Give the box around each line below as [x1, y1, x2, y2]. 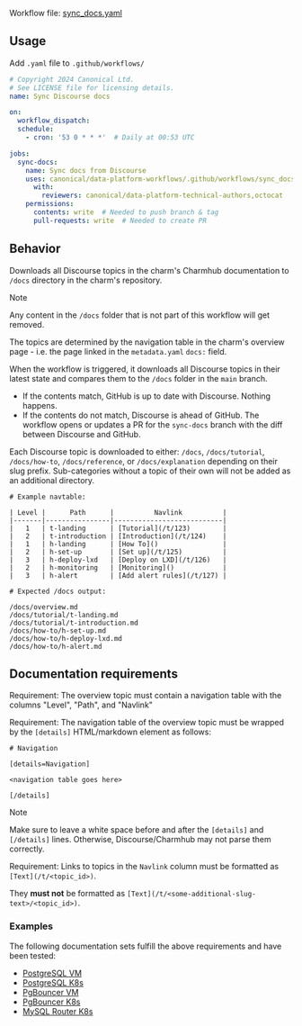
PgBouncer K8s [22, 996, 81, 1007]
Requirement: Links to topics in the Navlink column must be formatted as [9, 861, 280, 872]
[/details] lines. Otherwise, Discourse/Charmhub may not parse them [9, 834, 271, 845]
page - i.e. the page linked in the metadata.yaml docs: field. [9, 346, 227, 356]
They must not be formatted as [9, 888, 126, 899]
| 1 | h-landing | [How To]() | [9, 539, 227, 548]
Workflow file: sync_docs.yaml [9, 8, 123, 18]
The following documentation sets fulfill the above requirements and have [9, 940, 282, 951]
